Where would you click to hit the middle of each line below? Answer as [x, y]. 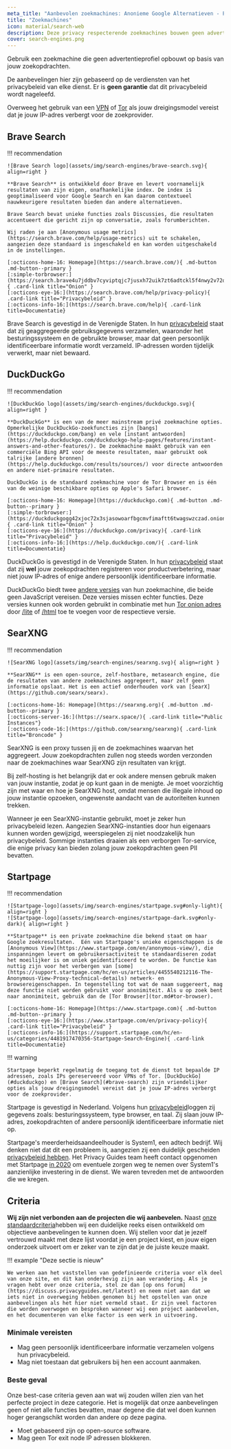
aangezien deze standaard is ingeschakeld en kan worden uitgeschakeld [112, 244]
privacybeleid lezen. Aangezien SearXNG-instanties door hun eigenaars [109, 826]
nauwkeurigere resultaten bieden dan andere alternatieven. [95, 202]
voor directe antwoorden [187, 464]
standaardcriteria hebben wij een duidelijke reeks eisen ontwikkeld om [106, 1225]
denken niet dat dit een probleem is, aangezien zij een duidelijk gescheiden [114, 1150]
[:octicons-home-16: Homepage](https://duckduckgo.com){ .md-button [107, 500]
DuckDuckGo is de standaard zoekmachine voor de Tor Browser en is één [112, 482]
